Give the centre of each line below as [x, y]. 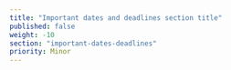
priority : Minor [40, 52]
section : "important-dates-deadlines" [83, 43]
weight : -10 [32, 35]
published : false [42, 26]
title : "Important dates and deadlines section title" [116, 18]
